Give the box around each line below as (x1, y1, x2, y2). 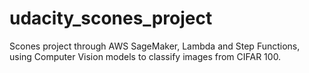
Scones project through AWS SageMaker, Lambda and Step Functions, (9, 40, 301, 52)
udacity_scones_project (9, 7, 213, 30)
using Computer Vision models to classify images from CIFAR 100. (9, 50, 282, 62)
